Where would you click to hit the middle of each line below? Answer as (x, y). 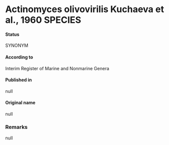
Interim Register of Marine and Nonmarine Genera (57, 68)
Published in (18, 80)
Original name (20, 103)
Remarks (16, 127)
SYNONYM (17, 45)
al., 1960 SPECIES (43, 20)
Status (12, 34)
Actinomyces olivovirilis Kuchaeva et (85, 9)
